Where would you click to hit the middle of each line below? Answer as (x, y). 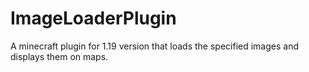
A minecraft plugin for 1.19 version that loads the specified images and (155, 46)
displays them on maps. (59, 56)
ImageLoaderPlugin (93, 18)
